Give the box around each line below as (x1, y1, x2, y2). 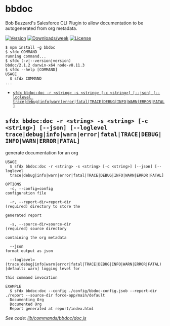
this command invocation (5, 275, 58, 280)
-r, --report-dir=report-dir (10, 199, 71, 205)
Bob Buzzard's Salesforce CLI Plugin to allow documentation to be (5, 20, 144, 26)
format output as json (5, 248, 53, 253)
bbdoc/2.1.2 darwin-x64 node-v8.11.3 (5, 62, 85, 68)
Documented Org (10, 302, 42, 307)
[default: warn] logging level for (5, 266, 80, 271)
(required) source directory (5, 226, 67, 231)
